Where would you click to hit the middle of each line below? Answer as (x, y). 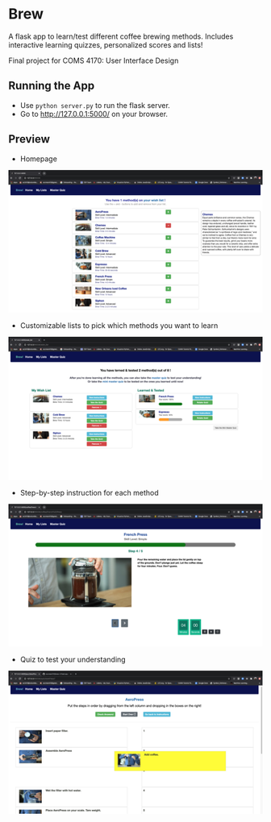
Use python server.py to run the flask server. (95, 105)
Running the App (52, 86)
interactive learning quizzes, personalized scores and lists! (106, 44)
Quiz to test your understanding (73, 660)
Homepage (39, 159)
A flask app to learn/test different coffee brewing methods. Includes (121, 36)
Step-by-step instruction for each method (89, 492)
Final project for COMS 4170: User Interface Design (94, 60)
